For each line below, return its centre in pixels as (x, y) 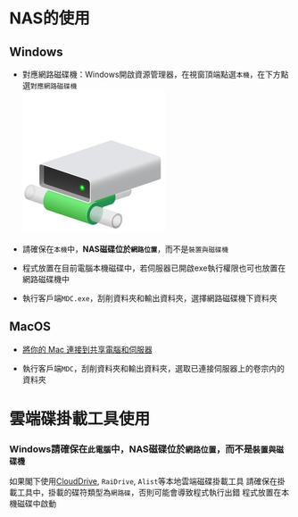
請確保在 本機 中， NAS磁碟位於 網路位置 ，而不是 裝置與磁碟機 (125, 249)
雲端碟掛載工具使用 (80, 419)
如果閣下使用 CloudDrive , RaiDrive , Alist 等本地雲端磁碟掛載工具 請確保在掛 (147, 481)
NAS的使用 (50, 18)
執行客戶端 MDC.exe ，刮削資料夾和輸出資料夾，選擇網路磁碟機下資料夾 (149, 298)
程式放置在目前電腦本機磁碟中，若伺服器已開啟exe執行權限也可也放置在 (154, 268)
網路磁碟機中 (46, 279)
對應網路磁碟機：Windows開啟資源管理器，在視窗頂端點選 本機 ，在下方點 (155, 74)
